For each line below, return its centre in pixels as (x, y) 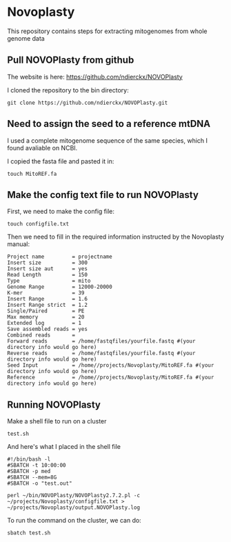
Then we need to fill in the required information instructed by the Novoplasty (115, 237)
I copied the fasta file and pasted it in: (61, 161)
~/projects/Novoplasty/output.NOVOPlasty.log (73, 508)
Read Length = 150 (48, 275)
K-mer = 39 (46, 293)
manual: (18, 244)
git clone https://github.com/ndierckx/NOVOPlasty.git (88, 103)
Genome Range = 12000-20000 (60, 287)
